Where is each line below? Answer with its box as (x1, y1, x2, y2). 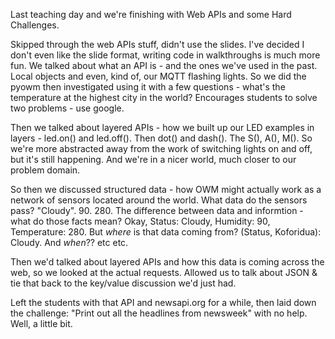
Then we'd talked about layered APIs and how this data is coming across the (10, 256, 325, 268)
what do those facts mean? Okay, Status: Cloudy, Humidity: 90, (10, 215, 271, 227)
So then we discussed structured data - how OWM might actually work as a (10, 184, 322, 195)
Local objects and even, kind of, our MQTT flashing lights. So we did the (10, 70, 307, 82)
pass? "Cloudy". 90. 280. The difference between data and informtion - (10, 205, 304, 216)
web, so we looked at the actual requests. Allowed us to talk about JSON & (10, 267, 318, 278)
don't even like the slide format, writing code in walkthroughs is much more (10, 49, 321, 61)
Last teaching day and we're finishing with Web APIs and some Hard (10, 9, 292, 20)
